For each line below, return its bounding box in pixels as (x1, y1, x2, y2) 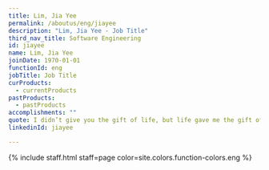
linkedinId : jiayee (8, 123, 74, 132)
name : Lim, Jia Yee (8, 49, 74, 57)
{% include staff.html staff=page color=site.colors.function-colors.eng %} (8, 152, 252, 162)
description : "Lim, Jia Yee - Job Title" (8, 26, 149, 34)
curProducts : (8, 79, 52, 87)
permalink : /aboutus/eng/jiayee (8, 19, 116, 27)
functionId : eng (8, 64, 62, 72)
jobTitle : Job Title (8, 71, 78, 79)
